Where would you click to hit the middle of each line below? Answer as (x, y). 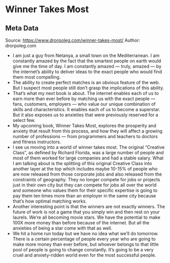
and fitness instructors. (37, 142)
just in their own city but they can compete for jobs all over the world (84, 185)
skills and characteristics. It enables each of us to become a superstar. (87, 109)
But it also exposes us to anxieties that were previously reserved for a (85, 115)
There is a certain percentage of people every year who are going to (84, 239)
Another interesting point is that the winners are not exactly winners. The (89, 206)
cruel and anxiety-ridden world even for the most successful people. (84, 255)
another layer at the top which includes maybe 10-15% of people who (85, 169)
